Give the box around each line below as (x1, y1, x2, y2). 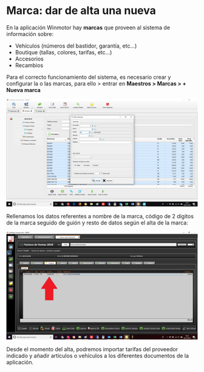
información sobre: (6, 30, 54, 37)
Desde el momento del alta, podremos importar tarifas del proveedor (6, 345, 178, 352)
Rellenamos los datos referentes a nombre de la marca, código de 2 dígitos (6, 213, 194, 220)
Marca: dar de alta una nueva (6, 4, 157, 18)
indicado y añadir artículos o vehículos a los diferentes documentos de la (6, 352, 189, 359)
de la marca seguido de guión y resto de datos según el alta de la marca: (6, 219, 188, 226)
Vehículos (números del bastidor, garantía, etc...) (15, 42, 137, 49)
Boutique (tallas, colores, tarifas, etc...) (15, 48, 112, 55)
